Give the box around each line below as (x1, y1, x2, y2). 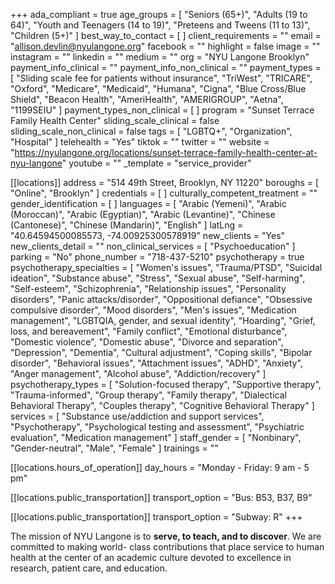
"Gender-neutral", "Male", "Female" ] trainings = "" (10, 442, 219, 454)
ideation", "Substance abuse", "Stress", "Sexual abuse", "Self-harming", (10, 272, 306, 284)
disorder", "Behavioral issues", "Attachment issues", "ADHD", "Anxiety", (10, 357, 303, 369)
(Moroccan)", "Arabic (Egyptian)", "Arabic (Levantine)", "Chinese (10, 209, 276, 220)
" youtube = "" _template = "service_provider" (61, 157, 252, 169)
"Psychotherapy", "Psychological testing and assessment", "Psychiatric (10, 421, 305, 433)
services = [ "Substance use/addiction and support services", (10, 410, 265, 422)
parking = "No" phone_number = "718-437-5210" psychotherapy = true (10, 251, 305, 263)
